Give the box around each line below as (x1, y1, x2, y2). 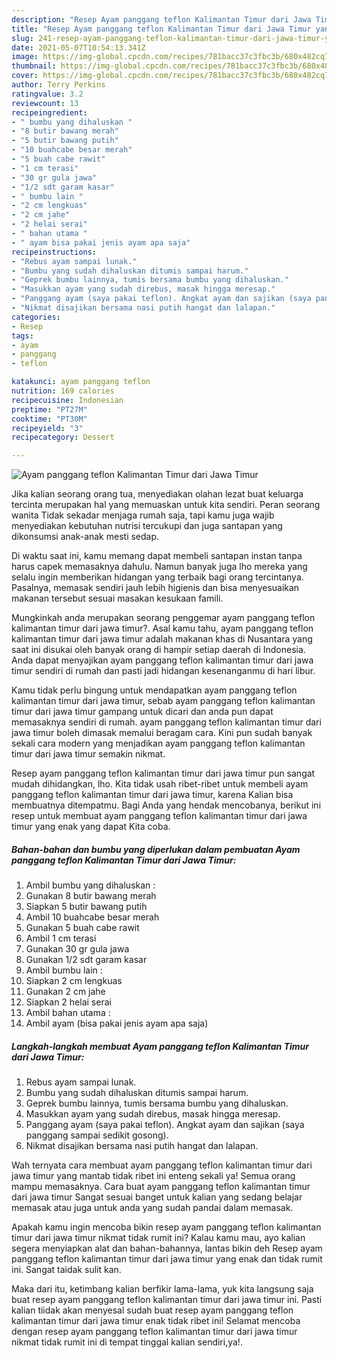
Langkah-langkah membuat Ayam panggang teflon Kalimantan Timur (11, 1040, 310, 1052)
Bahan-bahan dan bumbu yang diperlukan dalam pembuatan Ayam (11, 843, 301, 855)
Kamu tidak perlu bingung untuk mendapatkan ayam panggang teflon (11, 684, 298, 696)
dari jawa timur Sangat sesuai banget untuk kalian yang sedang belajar (11, 1191, 303, 1203)
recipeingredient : (11, 107, 88, 118)
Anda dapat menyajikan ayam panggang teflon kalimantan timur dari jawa (11, 654, 314, 666)
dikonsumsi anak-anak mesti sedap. (11, 531, 160, 543)
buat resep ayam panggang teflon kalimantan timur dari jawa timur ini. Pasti (11, 1294, 323, 1306)
